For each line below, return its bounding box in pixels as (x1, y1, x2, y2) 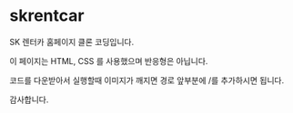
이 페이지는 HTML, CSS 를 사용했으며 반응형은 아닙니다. (9, 55, 208, 66)
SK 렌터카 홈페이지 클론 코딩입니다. (9, 36, 135, 47)
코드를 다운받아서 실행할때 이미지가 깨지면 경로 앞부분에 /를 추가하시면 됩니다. (9, 74, 285, 86)
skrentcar (9, 5, 85, 26)
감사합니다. (9, 94, 49, 105)
